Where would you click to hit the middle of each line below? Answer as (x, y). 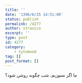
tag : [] (13, 56)
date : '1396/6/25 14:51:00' (34, 14)
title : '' (15, 10)
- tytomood (25, 51)
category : (15, 47)
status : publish (22, 19)
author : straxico (23, 28)
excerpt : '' (17, 33)
